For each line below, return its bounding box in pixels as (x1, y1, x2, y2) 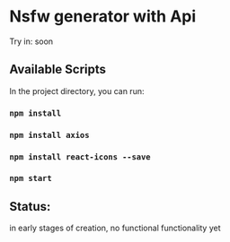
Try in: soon (9, 36, 54, 47)
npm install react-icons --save (9, 151, 151, 162)
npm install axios (9, 130, 90, 140)
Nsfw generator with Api (9, 6, 197, 27)
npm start (9, 173, 52, 184)
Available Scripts (9, 62, 106, 77)
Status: (9, 199, 51, 214)
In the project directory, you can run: (9, 85, 145, 96)
